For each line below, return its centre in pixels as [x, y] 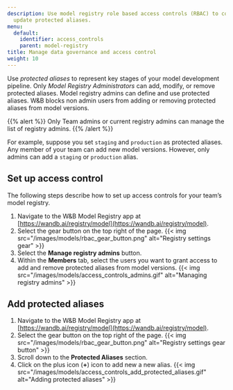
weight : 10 [23, 59]
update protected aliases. [52, 20]
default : [26, 33]
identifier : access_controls [62, 39]
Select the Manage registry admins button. [79, 253]
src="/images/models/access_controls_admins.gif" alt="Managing [112, 275]
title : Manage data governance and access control [82, 53]
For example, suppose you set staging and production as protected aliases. [115, 142]
